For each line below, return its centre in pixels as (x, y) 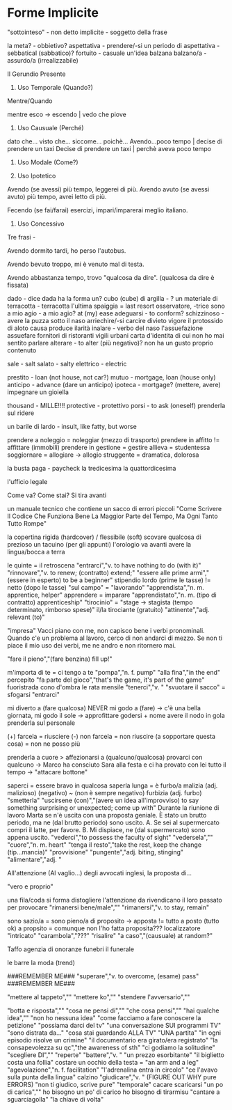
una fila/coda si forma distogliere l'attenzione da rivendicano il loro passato (115, 900)
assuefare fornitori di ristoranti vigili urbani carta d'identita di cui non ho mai (116, 335)
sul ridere (21, 413)
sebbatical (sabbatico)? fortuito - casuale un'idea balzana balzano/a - (107, 53)
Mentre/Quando (30, 101)
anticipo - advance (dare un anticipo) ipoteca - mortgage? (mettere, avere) (114, 384)
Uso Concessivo (41, 224)
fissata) (18, 285)
